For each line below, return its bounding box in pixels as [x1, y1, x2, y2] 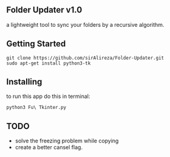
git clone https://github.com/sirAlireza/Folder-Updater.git [6, 55, 165, 61]
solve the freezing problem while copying [15, 137, 119, 145]
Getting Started [6, 39, 66, 49]
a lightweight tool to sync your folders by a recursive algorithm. [6, 21, 165, 28]
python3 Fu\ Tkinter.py [6, 105, 67, 111]
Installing [6, 77, 42, 87]
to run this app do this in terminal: [6, 92, 90, 100]
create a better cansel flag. [15, 144, 83, 151]
